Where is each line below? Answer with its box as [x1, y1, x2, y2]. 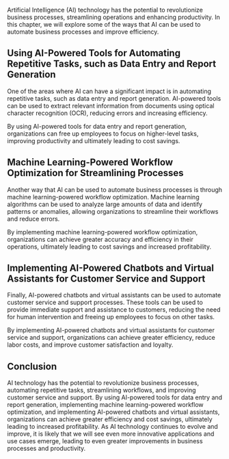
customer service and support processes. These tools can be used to [7, 298, 203, 307]
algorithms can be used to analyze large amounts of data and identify [7, 200, 203, 208]
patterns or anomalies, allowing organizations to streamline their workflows [7, 207, 219, 215]
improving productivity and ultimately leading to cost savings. [7, 136, 180, 145]
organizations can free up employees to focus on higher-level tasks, [7, 129, 199, 138]
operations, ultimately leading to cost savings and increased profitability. [7, 243, 212, 251]
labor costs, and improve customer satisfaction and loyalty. [7, 340, 174, 349]
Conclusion [7, 360, 57, 372]
